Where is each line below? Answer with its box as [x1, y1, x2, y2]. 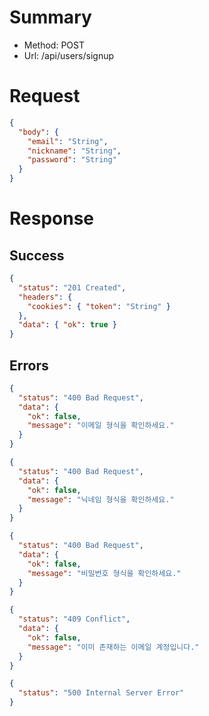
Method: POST [23, 39, 85, 51]
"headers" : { [18, 292, 73, 302]
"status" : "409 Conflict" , [18, 614, 131, 625]
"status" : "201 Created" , [18, 282, 127, 293]
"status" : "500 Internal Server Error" [18, 688, 185, 698]
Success [9, 247, 65, 264]
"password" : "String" [27, 155, 117, 165]
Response [9, 207, 95, 230]
